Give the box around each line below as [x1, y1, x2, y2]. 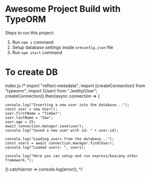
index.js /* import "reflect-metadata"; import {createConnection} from [5, 83, 145, 88]
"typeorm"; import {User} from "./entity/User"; [5, 88, 98, 93]
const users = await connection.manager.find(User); [5, 141, 114, 145]
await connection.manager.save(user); [5, 124, 84, 128]
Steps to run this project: [5, 30, 55, 35]
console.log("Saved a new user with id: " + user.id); [5, 128, 119, 133]
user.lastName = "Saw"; [5, 115, 54, 120]
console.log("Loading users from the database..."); [5, 136, 114, 142]
